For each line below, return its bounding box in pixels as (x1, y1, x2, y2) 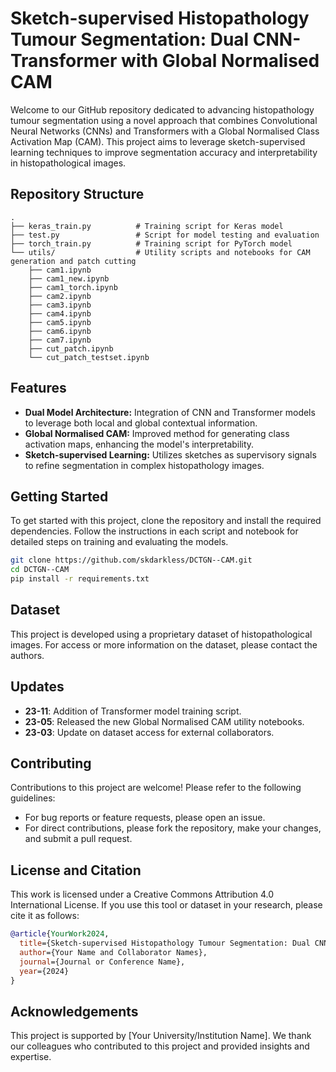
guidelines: (10, 792, 56, 804)
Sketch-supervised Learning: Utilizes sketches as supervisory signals (24, 448, 317, 461)
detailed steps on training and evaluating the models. (10, 536, 229, 548)
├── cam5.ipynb (28, 317, 92, 327)
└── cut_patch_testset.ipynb (28, 352, 150, 362)
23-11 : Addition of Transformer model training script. (24, 705, 242, 717)
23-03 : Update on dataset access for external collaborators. (24, 726, 275, 738)
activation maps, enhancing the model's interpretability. (24, 438, 255, 450)
